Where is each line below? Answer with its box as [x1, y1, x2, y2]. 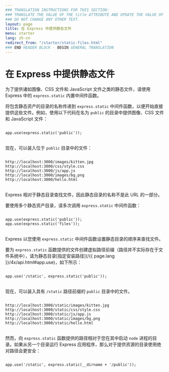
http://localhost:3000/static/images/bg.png [5, 316, 100, 321]
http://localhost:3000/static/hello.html [5, 320, 94, 325]
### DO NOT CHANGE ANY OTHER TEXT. [5, 17, 80, 22]
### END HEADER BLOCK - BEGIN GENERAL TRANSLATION [5, 45, 114, 50]
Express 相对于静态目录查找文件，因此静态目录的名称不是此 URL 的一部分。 [5, 192, 162, 198]
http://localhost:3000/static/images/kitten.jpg [5, 303, 109, 308]
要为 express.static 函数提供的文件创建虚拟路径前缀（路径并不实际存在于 [5, 246, 159, 253]
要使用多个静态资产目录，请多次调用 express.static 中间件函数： [5, 202, 141, 208]
